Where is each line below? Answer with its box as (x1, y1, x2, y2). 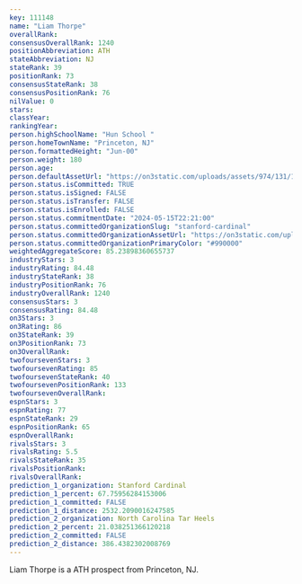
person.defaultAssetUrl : (9, 172, 102, 181)
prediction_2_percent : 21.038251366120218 (9, 523, 171, 532)
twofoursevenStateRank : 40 (9, 372, 111, 382)
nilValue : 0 (9, 96, 54, 106)
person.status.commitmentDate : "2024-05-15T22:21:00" (9, 213, 216, 223)
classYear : (9, 113, 50, 122)
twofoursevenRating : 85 (9, 364, 99, 373)
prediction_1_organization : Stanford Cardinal (9, 481, 187, 490)
